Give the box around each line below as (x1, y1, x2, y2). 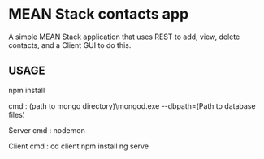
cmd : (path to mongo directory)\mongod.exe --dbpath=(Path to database (8, 101, 256, 110)
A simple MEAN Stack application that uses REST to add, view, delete (8, 32, 240, 41)
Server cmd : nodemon (8, 125, 85, 135)
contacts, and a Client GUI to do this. (8, 40, 132, 49)
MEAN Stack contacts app (8, 5, 189, 24)
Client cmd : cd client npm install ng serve (8, 141, 149, 151)
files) (8, 110, 26, 119)
